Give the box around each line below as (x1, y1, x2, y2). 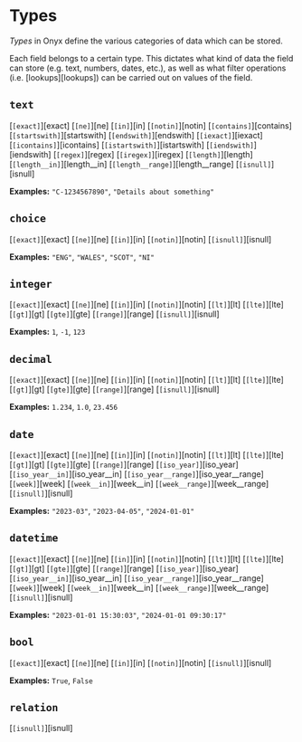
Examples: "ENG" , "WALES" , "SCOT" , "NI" (9, 251, 156, 262)
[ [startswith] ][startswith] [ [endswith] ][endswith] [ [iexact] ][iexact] (9, 129, 264, 140)
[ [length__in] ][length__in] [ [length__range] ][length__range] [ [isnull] (9, 158, 272, 169)
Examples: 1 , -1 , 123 (9, 327, 86, 338)
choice (9, 212, 47, 225)
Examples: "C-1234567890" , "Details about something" (9, 185, 215, 196)
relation (9, 701, 59, 715)
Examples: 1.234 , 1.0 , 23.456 (9, 402, 118, 413)
